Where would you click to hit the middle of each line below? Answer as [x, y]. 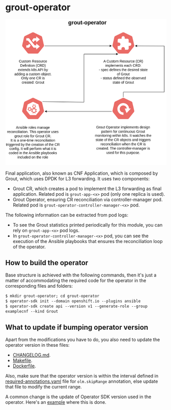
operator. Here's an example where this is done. [56, 402]
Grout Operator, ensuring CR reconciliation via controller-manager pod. [88, 199]
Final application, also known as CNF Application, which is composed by [82, 173]
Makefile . [23, 361]
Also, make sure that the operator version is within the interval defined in [82, 376]
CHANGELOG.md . [32, 355]
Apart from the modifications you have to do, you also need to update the [83, 340]
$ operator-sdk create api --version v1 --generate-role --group [76, 306]
